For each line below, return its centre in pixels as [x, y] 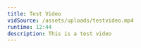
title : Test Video [34, 14]
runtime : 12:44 [30, 27]
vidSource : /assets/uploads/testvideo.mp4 [70, 20]
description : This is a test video [60, 34]
